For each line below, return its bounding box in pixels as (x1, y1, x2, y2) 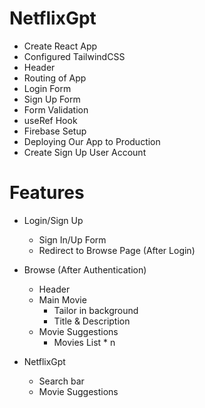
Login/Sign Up (23, 214, 84, 226)
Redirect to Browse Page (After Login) (38, 244, 196, 256)
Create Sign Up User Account (23, 146, 147, 158)
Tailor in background (53, 304, 139, 316)
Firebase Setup (23, 125, 87, 137)
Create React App (23, 40, 98, 52)
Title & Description (53, 315, 131, 327)
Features (9, 182, 85, 204)
